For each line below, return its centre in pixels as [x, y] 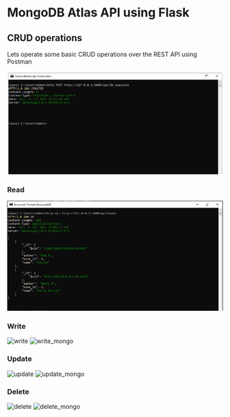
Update [20, 359]
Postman [20, 62]
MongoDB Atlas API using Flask [98, 13]
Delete [18, 392]
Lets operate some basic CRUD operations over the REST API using [102, 54]
